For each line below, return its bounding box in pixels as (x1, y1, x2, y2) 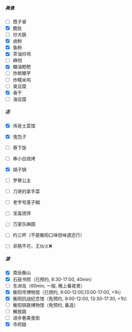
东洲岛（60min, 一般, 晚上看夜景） (12, 283, 85, 289)
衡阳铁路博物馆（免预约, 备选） (12, 302, 78, 308)
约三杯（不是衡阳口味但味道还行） (12, 232, 85, 238)
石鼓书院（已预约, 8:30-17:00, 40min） (12, 276, 95, 282)
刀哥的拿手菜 (12, 188, 40, 195)
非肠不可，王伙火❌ (12, 243, 53, 249)
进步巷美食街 (12, 315, 40, 321)
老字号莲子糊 (12, 199, 40, 206)
